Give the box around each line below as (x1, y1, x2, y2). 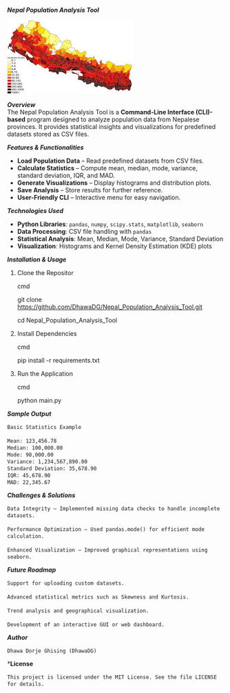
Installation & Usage (7, 255, 67, 263)
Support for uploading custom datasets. (7, 580, 125, 587)
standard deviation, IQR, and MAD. (17, 172, 116, 179)
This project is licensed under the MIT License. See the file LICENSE (7, 674, 217, 681)
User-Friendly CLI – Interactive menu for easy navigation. (17, 193, 181, 201)
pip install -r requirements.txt (17, 356, 100, 364)
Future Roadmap (7, 565, 56, 574)
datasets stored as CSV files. (7, 130, 90, 138)
